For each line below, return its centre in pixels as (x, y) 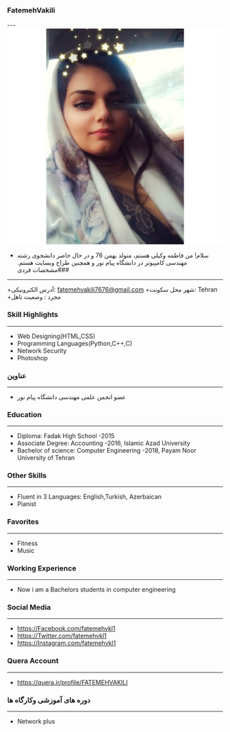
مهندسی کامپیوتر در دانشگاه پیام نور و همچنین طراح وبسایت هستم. (102, 263)
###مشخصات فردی (43, 270)
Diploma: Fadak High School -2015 (66, 436)
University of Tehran (46, 458)
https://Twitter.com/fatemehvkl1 (62, 636)
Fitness (27, 543)
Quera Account (33, 661)
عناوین (17, 375)
